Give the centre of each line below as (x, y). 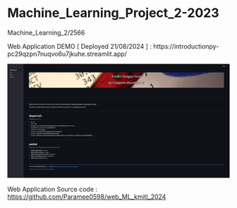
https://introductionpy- (186, 46)
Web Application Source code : (52, 190)
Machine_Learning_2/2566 (46, 33)
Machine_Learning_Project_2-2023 (114, 13)
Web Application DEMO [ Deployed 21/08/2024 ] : (79, 46)
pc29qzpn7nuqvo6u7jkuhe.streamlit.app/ (67, 54)
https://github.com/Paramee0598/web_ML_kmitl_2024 (87, 197)
